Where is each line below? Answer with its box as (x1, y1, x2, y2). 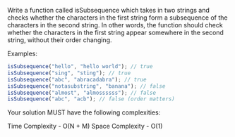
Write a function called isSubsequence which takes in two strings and (7, 6, 210, 14)
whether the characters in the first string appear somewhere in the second (7, 28, 224, 37)
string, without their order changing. (7, 36, 112, 44)
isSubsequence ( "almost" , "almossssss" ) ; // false (7, 89, 157, 96)
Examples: (7, 49, 37, 58)
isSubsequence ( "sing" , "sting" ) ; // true (7, 70, 131, 77)
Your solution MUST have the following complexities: (7, 108, 161, 117)
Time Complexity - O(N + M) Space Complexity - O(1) (7, 122, 163, 131)
